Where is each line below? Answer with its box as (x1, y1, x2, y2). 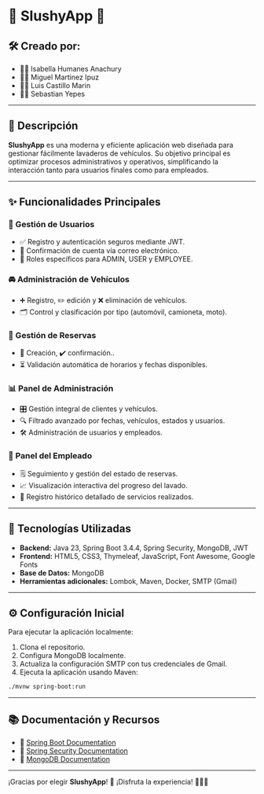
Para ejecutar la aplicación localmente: (8, 627, 134, 637)
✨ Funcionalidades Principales (8, 196, 161, 209)
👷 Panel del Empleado (8, 450, 93, 461)
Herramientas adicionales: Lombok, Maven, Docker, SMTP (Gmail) (19, 576, 237, 586)
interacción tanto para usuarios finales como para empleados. (8, 165, 210, 175)
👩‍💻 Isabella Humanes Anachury (19, 64, 122, 73)
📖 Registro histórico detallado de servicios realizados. (19, 491, 194, 502)
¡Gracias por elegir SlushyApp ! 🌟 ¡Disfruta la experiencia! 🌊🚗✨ (8, 777, 209, 786)
